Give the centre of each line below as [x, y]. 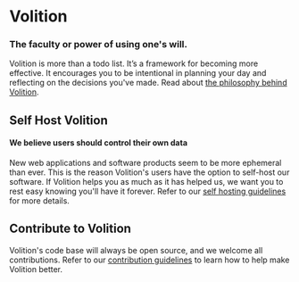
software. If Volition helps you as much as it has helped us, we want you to [146, 182]
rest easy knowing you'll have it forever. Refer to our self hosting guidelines [148, 191]
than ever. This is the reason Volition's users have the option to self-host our [149, 172]
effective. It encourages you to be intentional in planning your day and [138, 73]
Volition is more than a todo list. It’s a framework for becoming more [134, 63]
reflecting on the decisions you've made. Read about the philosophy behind [148, 83]
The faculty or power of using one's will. [98, 45]
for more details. [39, 201]
